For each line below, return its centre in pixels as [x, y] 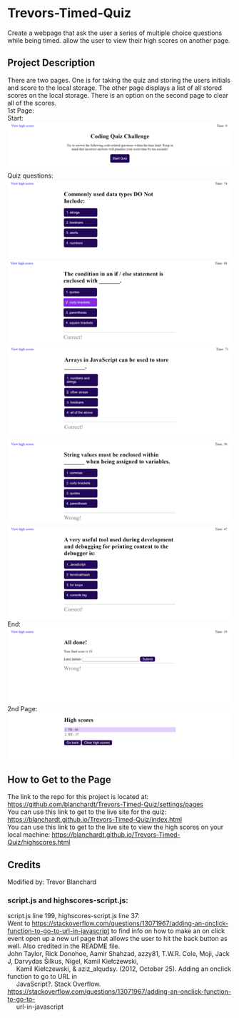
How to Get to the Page [60, 779]
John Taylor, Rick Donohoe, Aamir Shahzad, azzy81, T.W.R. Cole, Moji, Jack [118, 954]
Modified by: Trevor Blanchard [52, 882]
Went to [19, 923]
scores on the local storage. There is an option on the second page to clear [118, 95]
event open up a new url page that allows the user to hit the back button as [117, 939]
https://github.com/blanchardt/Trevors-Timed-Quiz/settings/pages [105, 805]
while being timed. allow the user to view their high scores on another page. [119, 40]
